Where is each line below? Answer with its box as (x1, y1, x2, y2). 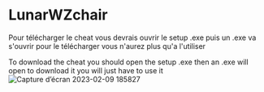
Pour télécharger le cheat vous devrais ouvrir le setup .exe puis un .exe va (8, 33, 257, 42)
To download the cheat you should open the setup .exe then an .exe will (8, 57, 249, 67)
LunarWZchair (8, 6, 108, 24)
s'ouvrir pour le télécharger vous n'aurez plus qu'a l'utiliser (8, 41, 206, 50)
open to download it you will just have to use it (8, 65, 164, 75)
